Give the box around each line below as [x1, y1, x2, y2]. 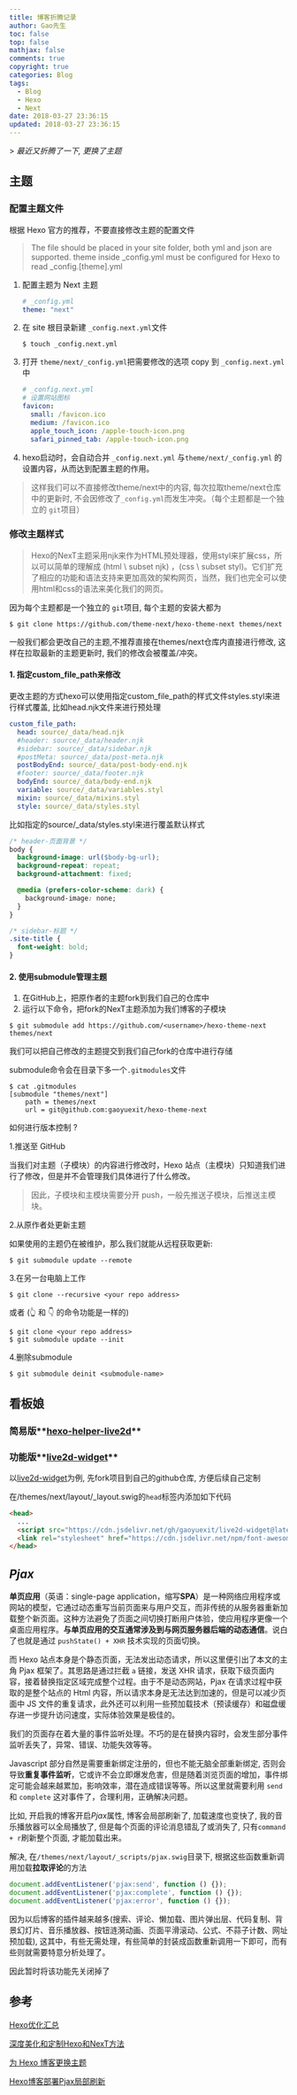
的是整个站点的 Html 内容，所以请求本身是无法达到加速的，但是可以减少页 [16, 1688, 286, 1698]
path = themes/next [25, 1098, 97, 1107]
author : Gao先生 [9, 21, 66, 30]
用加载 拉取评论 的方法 [9, 1862, 87, 1874]
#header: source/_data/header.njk [17, 736, 144, 745]
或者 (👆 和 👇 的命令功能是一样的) [9, 1307, 130, 1318]
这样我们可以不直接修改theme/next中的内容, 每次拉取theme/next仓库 [30, 482, 281, 493]
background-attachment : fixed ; [17, 870, 133, 879]
